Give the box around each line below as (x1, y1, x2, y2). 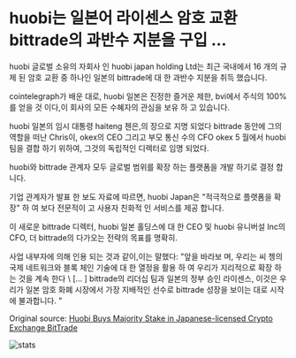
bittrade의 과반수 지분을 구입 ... (9, 30, 227, 50)
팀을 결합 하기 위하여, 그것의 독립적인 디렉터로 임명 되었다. (9, 142, 209, 153)
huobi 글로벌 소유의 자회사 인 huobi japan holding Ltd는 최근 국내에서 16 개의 (9, 61, 278, 72)
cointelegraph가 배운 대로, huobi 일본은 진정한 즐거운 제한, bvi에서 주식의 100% (9, 90, 287, 102)
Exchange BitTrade (9, 322, 78, 332)
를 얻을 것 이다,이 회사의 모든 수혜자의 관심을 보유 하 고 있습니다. (9, 102, 231, 112)
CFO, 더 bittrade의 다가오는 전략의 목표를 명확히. (9, 232, 178, 243)
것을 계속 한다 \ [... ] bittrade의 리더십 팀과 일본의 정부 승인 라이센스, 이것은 (18, 273, 278, 284)
